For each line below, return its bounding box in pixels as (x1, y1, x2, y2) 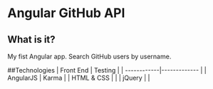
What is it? (7, 33, 56, 46)
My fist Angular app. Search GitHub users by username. (7, 52, 172, 61)
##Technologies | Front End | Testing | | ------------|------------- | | (7, 66, 207, 74)
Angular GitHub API (7, 5, 125, 21)
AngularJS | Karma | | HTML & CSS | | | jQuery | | (7, 73, 150, 82)
